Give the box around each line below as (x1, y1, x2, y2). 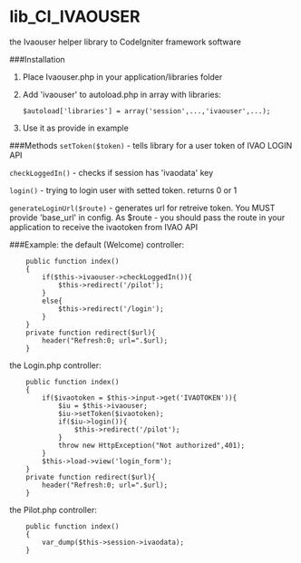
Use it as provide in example (22, 122, 129, 133)
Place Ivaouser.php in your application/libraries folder (22, 71, 223, 83)
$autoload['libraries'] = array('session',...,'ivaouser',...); (22, 106, 271, 115)
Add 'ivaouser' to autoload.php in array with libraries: (22, 89, 222, 100)
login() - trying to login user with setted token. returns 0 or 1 (9, 184, 238, 196)
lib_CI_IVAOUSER (9, 6, 141, 27)
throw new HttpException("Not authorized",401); (57, 441, 246, 450)
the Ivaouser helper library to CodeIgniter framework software (9, 36, 242, 47)
